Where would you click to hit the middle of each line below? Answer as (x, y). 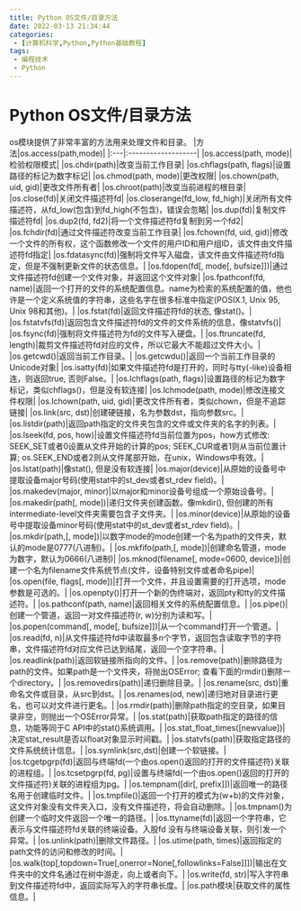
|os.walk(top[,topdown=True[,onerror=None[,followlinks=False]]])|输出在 (144, 862)
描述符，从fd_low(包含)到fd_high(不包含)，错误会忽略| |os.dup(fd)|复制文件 (148, 209)
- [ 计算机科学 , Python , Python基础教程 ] (80, 43)
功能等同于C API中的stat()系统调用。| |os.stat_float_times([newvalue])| (155, 727)
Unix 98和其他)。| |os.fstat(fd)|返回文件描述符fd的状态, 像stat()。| (131, 311)
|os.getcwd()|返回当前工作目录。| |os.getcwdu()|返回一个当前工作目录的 (142, 356)
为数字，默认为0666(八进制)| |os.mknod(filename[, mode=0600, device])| (146, 559)
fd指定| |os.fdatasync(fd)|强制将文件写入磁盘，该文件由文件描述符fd (150, 254)
